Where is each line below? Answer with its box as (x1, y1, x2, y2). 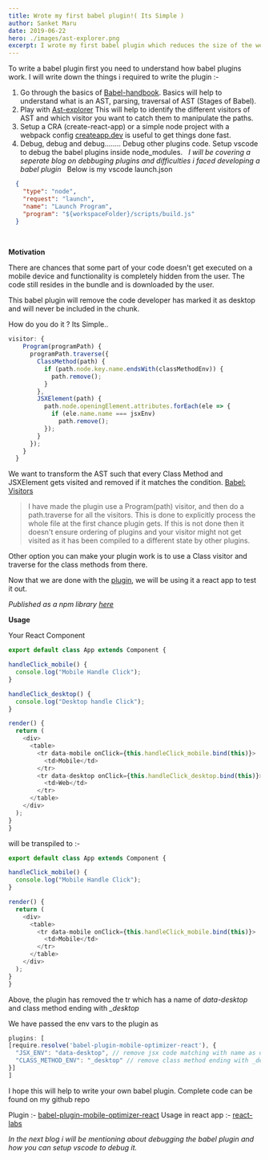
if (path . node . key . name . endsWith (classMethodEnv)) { (43, 364, 224, 373)
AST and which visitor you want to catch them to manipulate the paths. (19, 113, 254, 123)
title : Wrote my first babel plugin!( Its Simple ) (8, 11, 184, 20)
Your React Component (8, 631, 86, 641)
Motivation (8, 247, 46, 257)
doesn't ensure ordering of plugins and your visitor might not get (27, 527, 242, 537)
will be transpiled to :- (8, 838, 80, 848)
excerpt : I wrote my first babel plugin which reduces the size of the (8, 42, 252, 50)
